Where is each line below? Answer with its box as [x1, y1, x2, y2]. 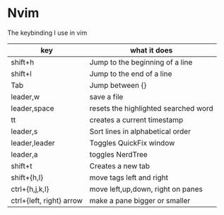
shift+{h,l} [11, 172, 44, 182]
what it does [130, 45, 173, 55]
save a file [89, 92, 124, 101]
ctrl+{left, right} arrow [11, 195, 83, 205]
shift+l [11, 69, 32, 79]
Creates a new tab [89, 161, 151, 171]
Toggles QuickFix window [89, 138, 175, 148]
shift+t [11, 161, 33, 171]
